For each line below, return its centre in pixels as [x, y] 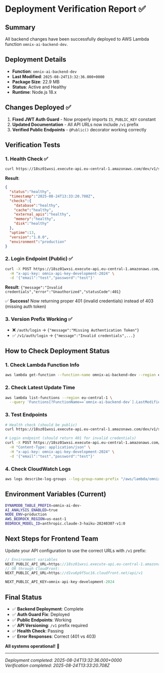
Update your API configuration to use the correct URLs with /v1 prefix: [76, 550]
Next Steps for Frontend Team [52, 539]
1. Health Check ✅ [27, 159]
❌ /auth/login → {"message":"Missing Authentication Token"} [76, 330]
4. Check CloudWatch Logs [38, 469]
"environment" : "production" [38, 242]
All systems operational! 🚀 [32, 646]
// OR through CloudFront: [32, 568]
